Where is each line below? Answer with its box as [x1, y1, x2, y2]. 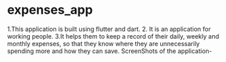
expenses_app [7, 2, 94, 18]
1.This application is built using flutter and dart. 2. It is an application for [7, 25, 211, 33]
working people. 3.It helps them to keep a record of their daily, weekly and [7, 32, 220, 40]
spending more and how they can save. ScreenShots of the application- [7, 47, 213, 55]
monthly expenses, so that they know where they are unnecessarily [7, 39, 200, 48]
